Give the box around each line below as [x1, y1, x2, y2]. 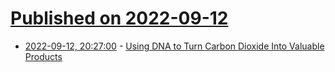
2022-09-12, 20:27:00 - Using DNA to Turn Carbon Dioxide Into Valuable [24, 40, 325, 52]
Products [24, 50, 63, 62]
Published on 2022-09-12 [10, 7, 229, 30]
